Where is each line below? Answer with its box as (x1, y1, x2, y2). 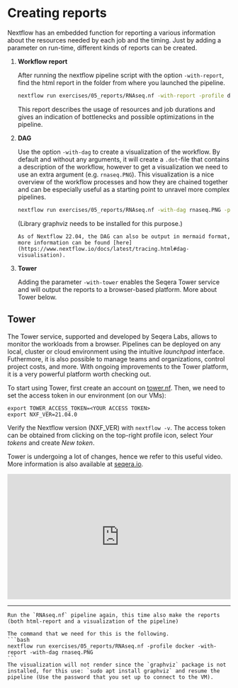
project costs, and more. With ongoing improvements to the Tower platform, (7, 362, 229, 371)
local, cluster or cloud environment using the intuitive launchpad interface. (7, 347, 225, 356)
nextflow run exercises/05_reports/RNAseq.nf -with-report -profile (17, 92, 225, 99)
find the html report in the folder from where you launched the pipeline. (17, 78, 225, 86)
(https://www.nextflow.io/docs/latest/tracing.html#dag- (17, 245, 190, 252)
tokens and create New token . (7, 438, 95, 447)
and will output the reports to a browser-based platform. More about (17, 285, 217, 293)
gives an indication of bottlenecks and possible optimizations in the (17, 112, 215, 121)
